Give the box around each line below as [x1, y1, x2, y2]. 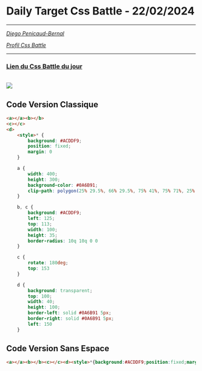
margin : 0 [28, 149, 52, 155]
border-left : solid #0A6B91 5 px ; [28, 310, 112, 316]
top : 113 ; [28, 221, 52, 227]
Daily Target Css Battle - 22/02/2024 [6, 4, 195, 18]
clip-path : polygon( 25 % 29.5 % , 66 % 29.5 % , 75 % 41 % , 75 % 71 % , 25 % [28, 188, 195, 194]
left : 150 [28, 321, 52, 327]
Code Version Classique [6, 99, 99, 110]
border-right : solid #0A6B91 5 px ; [28, 316, 114, 322]
